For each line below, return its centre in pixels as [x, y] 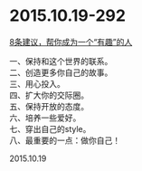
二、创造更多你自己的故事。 [61, 72]
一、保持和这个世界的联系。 [61, 61]
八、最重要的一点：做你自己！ [65, 140]
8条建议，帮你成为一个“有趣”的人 [71, 42]
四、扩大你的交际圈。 [49, 95]
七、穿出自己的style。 [50, 128]
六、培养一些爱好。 [45, 118]
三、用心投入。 [37, 83]
